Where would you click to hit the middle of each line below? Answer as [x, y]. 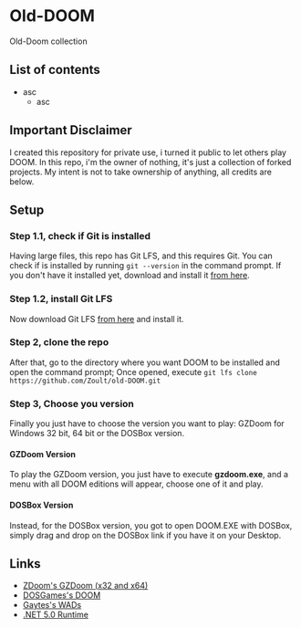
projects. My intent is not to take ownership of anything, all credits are [140, 172]
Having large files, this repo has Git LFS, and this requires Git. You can [141, 256]
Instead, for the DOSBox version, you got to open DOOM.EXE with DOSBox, [151, 525]
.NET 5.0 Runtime [56, 615]
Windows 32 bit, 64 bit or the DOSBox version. [97, 434]
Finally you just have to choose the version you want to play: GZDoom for [147, 424]
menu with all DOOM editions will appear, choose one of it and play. [136, 484]
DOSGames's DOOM [62, 595]
